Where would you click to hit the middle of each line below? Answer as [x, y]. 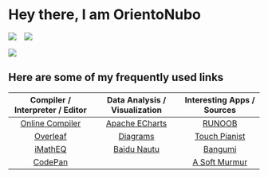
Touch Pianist [220, 136]
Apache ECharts [137, 123]
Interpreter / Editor [51, 110]
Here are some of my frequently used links [116, 77]
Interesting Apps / [220, 99]
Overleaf [51, 136]
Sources [220, 110]
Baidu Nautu [136, 149]
